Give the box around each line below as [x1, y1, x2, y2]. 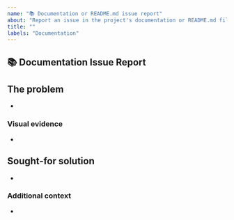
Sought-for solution [7, 155, 95, 167]
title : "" [7, 23, 36, 30]
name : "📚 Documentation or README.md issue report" [7, 10, 163, 17]
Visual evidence [7, 119, 63, 129]
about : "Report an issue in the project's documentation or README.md [7, 17, 217, 24]
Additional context [7, 191, 72, 201]
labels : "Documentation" [7, 29, 79, 37]
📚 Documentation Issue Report [7, 56, 146, 68]
